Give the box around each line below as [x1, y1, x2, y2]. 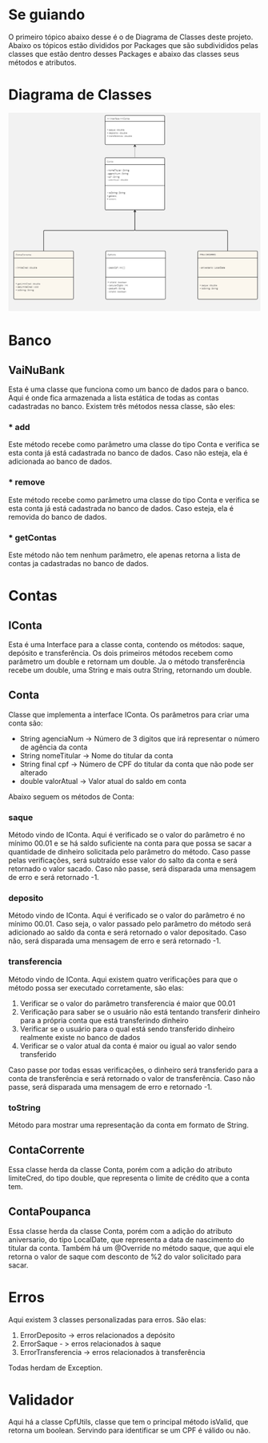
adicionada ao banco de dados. [8, 456, 112, 466]
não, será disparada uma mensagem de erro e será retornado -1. [8, 936, 222, 946]
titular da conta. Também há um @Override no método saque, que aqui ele [8, 1243, 254, 1252]
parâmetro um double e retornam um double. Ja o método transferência [8, 657, 246, 666]
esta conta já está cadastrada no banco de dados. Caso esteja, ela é [8, 503, 234, 513]
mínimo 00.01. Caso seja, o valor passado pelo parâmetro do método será [8, 919, 252, 929]
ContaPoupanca [8, 1205, 91, 1219]
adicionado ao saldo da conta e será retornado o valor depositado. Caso [8, 927, 246, 938]
